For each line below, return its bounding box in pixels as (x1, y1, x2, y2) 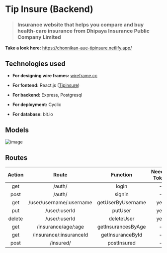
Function (111, 171, 133, 178)
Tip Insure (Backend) (5, 3, 93, 15)
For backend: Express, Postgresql (12, 92, 83, 98)
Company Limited (17, 34, 61, 41)
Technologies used (5, 59, 66, 68)
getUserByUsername (96, 199, 147, 206)
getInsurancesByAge (97, 223, 146, 230)
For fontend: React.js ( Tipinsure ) (12, 82, 80, 88)
